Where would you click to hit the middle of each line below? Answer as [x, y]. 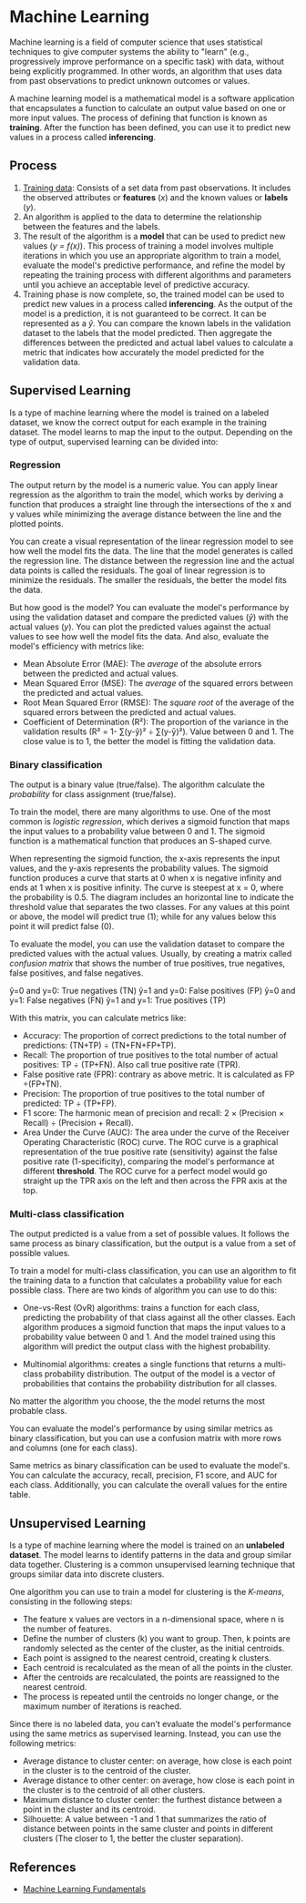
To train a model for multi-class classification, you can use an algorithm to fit [153, 1271]
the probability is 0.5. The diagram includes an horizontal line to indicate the [152, 897]
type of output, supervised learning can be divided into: [114, 441]
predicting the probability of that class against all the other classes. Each [159, 1317]
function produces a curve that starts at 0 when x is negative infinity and [146, 878]
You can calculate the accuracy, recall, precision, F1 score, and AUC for [143, 1475]
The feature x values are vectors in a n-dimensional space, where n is [153, 1620]
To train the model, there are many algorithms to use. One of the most [140, 812]
